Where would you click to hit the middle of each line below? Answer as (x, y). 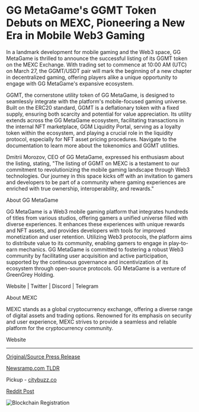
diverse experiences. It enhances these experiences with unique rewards (95, 224)
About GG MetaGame (32, 200)
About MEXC (22, 297)
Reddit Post (20, 391)
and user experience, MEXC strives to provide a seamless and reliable (92, 322)
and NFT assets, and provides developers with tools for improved (86, 230)
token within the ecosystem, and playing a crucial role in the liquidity (90, 133)
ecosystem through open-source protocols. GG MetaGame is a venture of (96, 268)
